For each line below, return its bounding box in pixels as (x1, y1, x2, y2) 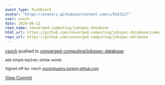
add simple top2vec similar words (5, 57, 62, 62)
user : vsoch (5, 16, 29, 21)
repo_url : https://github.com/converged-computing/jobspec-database (5, 35, 148, 40)
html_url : (5, 30, 26, 35)
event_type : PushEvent (5, 7, 52, 12)
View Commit (5, 75, 32, 81)
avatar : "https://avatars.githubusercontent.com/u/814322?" (5, 12, 131, 17)
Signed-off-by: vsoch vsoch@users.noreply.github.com (5, 66, 99, 71)
